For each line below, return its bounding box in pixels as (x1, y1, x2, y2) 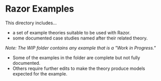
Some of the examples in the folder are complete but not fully (12, 54, 140, 61)
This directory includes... (5, 20, 57, 26)
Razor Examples (5, 3, 74, 15)
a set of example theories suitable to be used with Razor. (12, 29, 131, 35)
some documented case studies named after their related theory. (12, 35, 148, 41)
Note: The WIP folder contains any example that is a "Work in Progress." (5, 45, 156, 51)
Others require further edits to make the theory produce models (12, 65, 145, 71)
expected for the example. (12, 70, 68, 76)
